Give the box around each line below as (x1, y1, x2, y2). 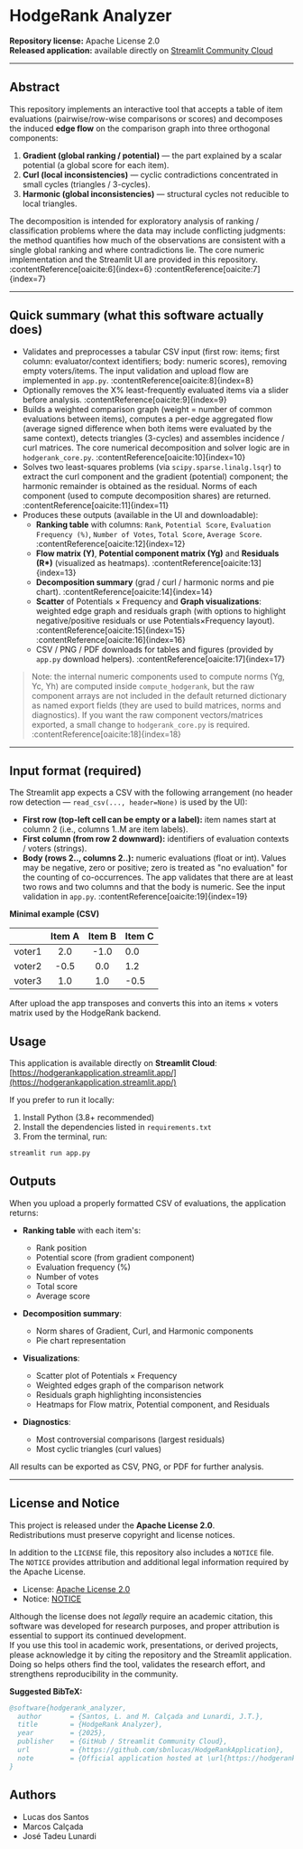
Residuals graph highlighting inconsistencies (35, 1389, 202, 1400)
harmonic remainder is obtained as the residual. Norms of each (22, 480, 258, 491)
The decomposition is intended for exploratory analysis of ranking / (9, 215, 260, 226)
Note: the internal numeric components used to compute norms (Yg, (31, 671, 286, 682)
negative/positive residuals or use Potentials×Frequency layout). (35, 615, 275, 626)
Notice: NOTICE (22, 1593, 82, 1604)
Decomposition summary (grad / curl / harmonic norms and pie (35, 576, 275, 588)
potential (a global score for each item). (22, 159, 170, 170)
